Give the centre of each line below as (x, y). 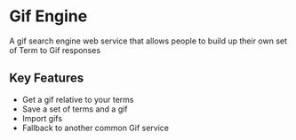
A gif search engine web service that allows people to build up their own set (148, 41)
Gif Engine (48, 16)
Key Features (47, 78)
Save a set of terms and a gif (75, 109)
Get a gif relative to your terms (78, 99)
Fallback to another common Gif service (96, 128)
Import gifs (42, 118)
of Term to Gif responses (55, 50)
